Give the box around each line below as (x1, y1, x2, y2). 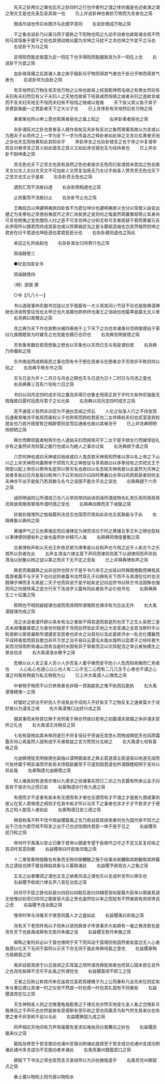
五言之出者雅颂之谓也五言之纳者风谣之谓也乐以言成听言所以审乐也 (13, 873, 147, 879)
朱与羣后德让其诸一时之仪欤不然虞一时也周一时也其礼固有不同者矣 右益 (5, 985, 157, 991)
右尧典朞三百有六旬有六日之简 (13, 381, 74, 387)
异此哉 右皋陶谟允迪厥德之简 (5, 768, 71, 773)
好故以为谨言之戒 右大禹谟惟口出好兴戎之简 (5, 705, 101, 711)
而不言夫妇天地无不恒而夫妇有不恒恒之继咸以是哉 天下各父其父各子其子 (5, 100, 157, 105)
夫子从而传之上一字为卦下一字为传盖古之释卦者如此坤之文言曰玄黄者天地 (13, 133, 160, 139)
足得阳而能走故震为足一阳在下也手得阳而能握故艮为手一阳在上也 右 (13, 54, 157, 60)
